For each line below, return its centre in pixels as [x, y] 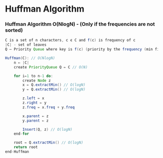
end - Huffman [17, 152]
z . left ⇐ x [33, 98]
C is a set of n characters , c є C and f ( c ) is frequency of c [70, 40]
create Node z [37, 80]
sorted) [14, 30]
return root [26, 147]
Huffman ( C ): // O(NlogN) [30, 58]
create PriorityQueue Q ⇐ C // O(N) [51, 67]
